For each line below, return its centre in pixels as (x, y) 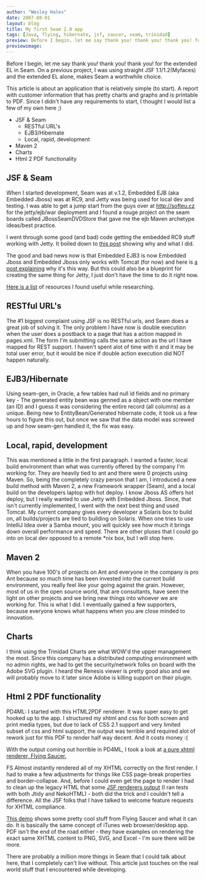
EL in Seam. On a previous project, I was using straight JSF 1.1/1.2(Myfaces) (101, 70)
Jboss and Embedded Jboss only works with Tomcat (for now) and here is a (102, 262)
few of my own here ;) (34, 108)
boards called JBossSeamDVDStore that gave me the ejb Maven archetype (101, 218)
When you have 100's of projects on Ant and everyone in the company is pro (103, 572)
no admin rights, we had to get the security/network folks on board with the (101, 664)
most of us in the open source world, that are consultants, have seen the (98, 592)
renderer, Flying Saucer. (37, 755)
